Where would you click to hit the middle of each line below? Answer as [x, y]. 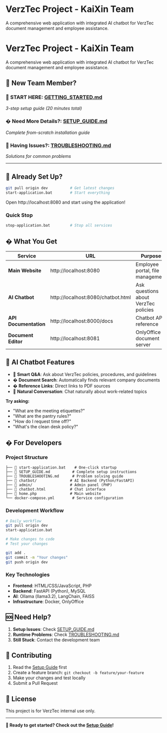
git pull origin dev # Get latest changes [60, 188]
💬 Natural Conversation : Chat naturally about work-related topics [80, 391]
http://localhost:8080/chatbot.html [90, 297]
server [143, 345]
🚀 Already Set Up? [34, 177]
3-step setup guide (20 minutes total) [44, 108]
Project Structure [27, 457]
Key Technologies [28, 575]
